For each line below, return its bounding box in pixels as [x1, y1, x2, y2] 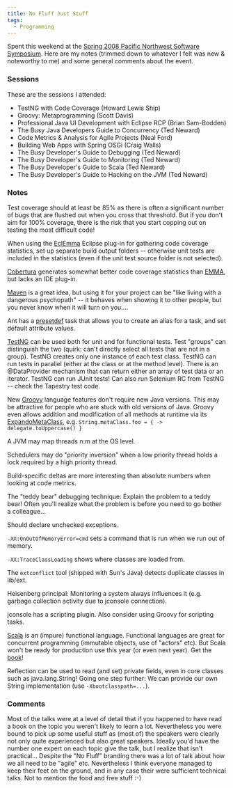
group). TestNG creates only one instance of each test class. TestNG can [7, 352, 217, 361]
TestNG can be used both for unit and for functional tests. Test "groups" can [7, 337, 226, 345]
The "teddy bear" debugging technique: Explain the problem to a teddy [7, 492, 211, 501]
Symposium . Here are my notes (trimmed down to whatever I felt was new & [7, 49, 225, 58]
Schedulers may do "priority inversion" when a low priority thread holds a [7, 450, 218, 459]
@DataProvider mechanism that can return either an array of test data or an [7, 367, 224, 375]
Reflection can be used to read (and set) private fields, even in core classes [7, 666, 224, 675]
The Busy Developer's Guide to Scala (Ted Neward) [17, 163, 166, 171]
